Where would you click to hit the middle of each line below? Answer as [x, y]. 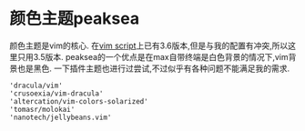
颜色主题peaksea [74, 19]
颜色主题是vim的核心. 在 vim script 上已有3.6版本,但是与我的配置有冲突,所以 [149, 45]
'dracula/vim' [36, 86]
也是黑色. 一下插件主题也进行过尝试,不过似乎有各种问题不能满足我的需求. [153, 68]
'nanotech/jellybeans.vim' [61, 117]
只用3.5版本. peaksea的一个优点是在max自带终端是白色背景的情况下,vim [152, 56]
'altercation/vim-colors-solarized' [79, 101]
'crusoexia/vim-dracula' [56, 93]
